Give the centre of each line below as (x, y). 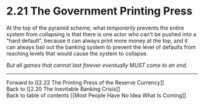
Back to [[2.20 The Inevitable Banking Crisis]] (63, 89)
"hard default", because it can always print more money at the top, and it (97, 40)
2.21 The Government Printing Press (100, 11)
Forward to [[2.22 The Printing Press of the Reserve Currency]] (85, 82)
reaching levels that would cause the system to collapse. (77, 53)
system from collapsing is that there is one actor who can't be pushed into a (101, 34)
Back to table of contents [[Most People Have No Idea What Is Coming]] (96, 95)
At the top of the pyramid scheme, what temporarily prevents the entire (95, 28)
